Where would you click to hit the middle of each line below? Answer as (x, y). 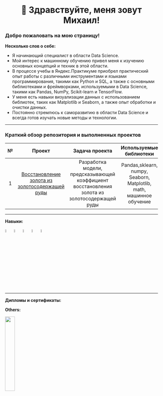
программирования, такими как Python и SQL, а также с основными (83, 81)
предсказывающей (93, 174)
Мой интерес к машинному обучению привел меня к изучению (78, 61)
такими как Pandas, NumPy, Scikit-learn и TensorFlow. (67, 92)
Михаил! (81, 20)
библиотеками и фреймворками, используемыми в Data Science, (80, 87)
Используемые (139, 147)
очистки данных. (29, 107)
